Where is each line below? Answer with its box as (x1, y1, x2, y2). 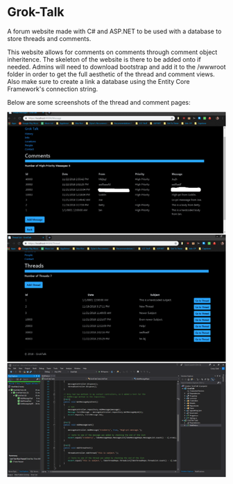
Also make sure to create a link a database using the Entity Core (7, 77, 190, 85)
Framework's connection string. (7, 85, 98, 93)
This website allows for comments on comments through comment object (7, 48, 218, 56)
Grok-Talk (7, 4, 64, 20)
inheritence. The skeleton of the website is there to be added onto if (7, 55, 201, 63)
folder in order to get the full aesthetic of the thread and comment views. (7, 70, 215, 78)
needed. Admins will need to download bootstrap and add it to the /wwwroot (7, 62, 227, 71)
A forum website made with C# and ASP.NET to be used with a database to (7, 27, 222, 35)
